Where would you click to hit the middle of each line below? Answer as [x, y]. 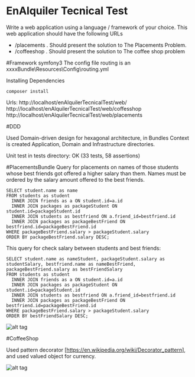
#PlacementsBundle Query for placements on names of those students [92, 167]
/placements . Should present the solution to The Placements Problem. [101, 45]
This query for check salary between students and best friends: [84, 248]
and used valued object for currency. [51, 356]
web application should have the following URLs [64, 33]
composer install [27, 91]
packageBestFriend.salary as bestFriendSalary [64, 269]
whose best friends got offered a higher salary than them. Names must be [96, 173]
